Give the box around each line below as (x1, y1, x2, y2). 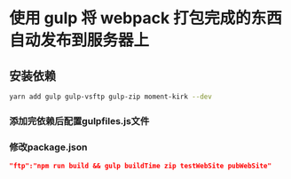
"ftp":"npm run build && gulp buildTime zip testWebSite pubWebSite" (9, 161, 272, 171)
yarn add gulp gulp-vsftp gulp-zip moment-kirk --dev (9, 92, 213, 101)
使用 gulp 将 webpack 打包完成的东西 (9, 8, 282, 28)
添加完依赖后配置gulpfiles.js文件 (9, 114, 150, 127)
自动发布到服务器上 (9, 30, 150, 51)
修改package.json (9, 141, 88, 153)
